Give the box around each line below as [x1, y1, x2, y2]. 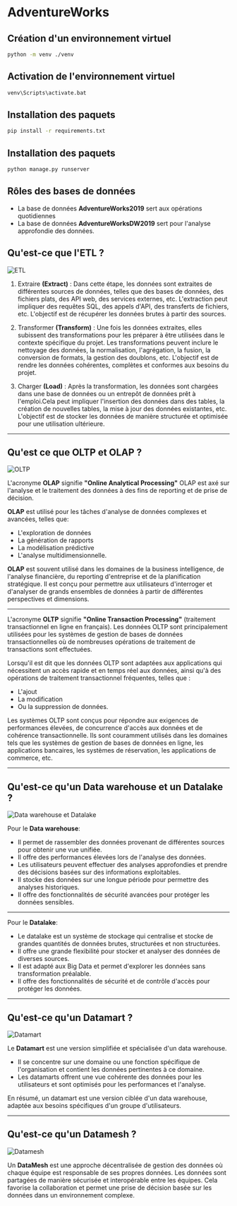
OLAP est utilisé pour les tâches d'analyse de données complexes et [7, 508, 207, 516]
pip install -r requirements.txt [7, 128, 106, 135]
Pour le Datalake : [7, 919, 58, 927]
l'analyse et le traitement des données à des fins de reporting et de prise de [7, 486, 228, 495]
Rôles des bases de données [7, 185, 136, 198]
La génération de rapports [17, 536, 94, 544]
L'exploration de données [17, 529, 92, 537]
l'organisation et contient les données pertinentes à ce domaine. [17, 1065, 205, 1073]
